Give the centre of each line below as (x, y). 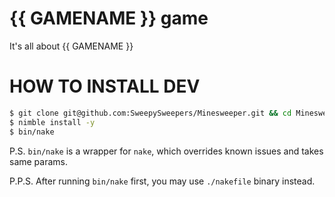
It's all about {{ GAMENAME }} (71, 46)
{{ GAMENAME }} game (109, 18)
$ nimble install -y (52, 122)
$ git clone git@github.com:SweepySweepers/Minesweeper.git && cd (150, 113)
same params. (39, 161)
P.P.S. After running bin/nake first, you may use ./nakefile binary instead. (162, 181)
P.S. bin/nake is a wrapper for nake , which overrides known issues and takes (166, 151)
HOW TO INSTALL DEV (105, 86)
